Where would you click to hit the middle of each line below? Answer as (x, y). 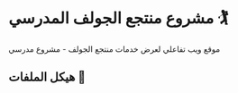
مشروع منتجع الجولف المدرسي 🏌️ (119, 18)
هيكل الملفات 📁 (47, 77)
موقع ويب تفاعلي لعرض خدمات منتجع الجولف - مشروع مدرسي (114, 49)
